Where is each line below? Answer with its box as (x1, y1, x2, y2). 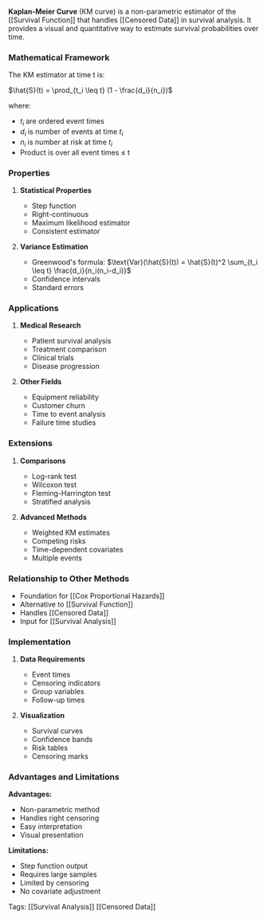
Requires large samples (19, 870, 97, 879)
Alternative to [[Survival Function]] (19, 599, 134, 609)
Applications (8, 302, 59, 313)
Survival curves (31, 726, 84, 736)
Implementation (8, 636, 72, 647)
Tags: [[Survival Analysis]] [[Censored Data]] (8, 902, 156, 912)
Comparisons (19, 456, 66, 465)
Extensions (8, 438, 53, 449)
